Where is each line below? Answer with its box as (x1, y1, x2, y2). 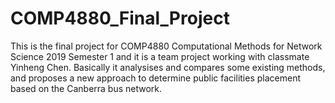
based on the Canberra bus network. (10, 82, 163, 94)
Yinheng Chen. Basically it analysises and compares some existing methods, (10, 61, 326, 73)
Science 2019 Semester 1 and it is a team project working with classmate (10, 50, 310, 62)
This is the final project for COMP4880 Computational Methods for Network (10, 40, 323, 52)
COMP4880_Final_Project (10, 7, 230, 30)
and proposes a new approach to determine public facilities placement (10, 72, 302, 84)
